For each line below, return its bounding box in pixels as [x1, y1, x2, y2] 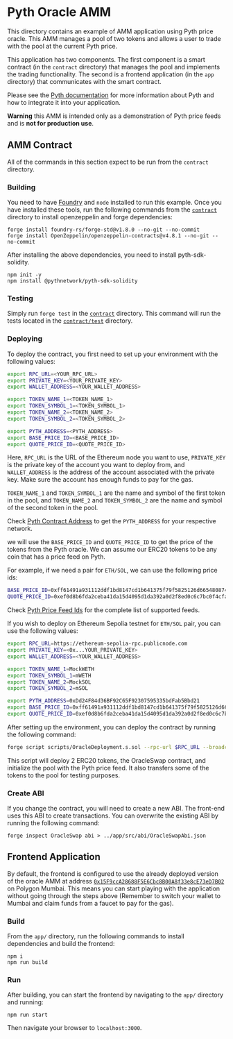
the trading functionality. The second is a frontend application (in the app [7, 70, 214, 78]
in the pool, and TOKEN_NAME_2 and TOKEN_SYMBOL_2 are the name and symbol [7, 496, 223, 505]
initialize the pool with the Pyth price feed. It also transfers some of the [7, 763, 209, 772]
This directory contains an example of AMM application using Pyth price [7, 27, 214, 35]
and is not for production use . [7, 119, 94, 127]
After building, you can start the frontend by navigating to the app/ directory [7, 990, 224, 999]
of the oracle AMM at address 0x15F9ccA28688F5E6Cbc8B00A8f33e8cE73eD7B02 [7, 877, 225, 885]
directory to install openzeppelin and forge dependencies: [7, 213, 173, 221]
